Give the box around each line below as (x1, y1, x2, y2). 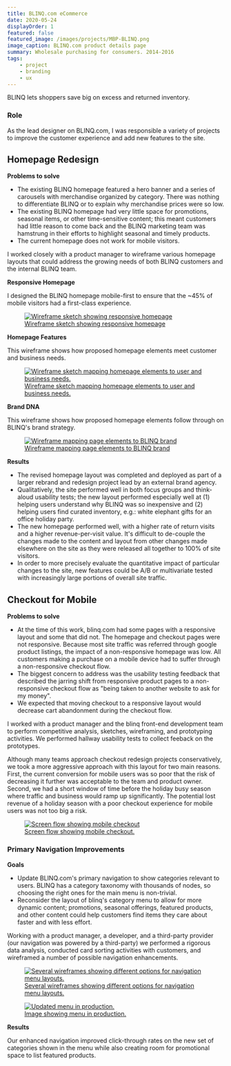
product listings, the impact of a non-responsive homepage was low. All (17, 648, 221, 656)
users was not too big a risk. (7, 807, 88, 815)
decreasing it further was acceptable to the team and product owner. (7, 777, 203, 785)
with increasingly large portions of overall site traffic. (17, 574, 168, 582)
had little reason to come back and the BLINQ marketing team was (17, 222, 205, 230)
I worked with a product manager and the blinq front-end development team (7, 720, 223, 728)
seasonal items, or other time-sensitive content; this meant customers (17, 215, 217, 223)
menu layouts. (24, 989, 65, 997)
